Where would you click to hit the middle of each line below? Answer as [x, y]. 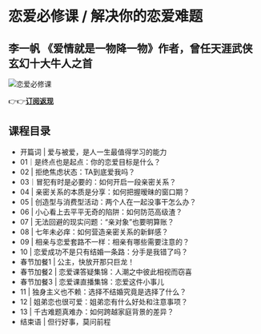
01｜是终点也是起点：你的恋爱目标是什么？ [90, 161]
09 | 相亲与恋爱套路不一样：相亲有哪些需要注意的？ [104, 241]
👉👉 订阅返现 [31, 101]
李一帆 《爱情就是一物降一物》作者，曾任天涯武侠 [130, 48]
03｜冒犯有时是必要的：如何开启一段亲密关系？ [98, 181]
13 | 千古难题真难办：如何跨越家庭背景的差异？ [97, 312]
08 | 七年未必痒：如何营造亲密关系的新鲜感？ [94, 232]
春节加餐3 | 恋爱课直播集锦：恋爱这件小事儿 [92, 281]
